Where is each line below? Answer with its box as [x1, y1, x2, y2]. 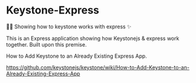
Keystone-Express [6, 4, 99, 17]
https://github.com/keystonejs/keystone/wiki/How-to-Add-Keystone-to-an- [6, 64, 190, 71]
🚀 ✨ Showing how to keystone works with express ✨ [6, 23, 132, 30]
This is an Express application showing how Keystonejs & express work [6, 35, 179, 42]
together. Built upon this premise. [6, 41, 87, 48]
